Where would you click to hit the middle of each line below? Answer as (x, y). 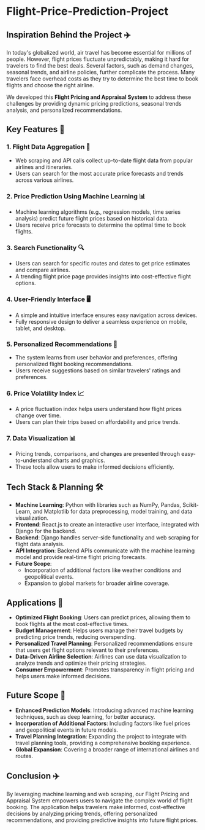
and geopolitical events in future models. (66, 730)
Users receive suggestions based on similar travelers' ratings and (98, 370)
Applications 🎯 (35, 602)
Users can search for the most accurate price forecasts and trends (99, 173)
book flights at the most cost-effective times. (72, 624)
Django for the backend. (46, 531)
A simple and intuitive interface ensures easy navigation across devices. (106, 315)
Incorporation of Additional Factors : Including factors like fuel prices (103, 723)
